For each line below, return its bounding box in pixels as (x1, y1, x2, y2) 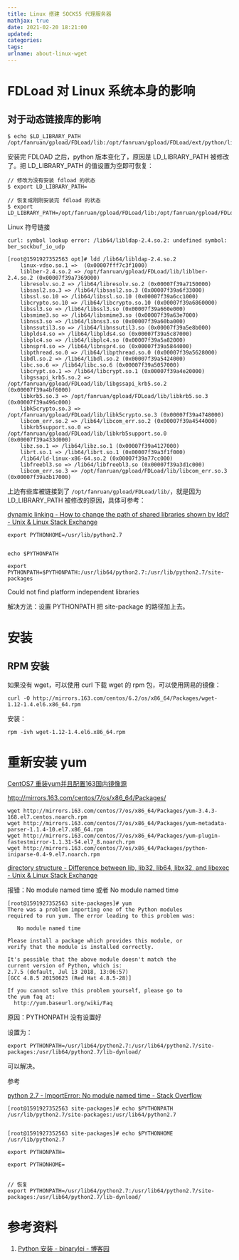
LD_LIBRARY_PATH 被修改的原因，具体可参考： (7, 495, 146, 504)
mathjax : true (7, 17, 50, 24)
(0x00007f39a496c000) (7, 399, 72, 406)
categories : (7, 37, 43, 44)
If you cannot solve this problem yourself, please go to (7, 987, 183, 994)
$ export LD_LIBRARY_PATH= (7, 183, 87, 190)
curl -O (7, 695, 31, 702)
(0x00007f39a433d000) (7, 436, 72, 443)
